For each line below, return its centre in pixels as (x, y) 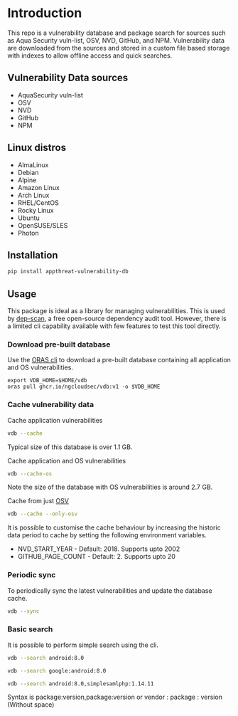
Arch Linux (33, 195)
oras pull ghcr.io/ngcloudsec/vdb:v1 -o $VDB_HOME (84, 387)
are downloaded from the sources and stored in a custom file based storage (119, 48)
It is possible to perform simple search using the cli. (83, 645)
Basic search (30, 629)
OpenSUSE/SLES (43, 225)
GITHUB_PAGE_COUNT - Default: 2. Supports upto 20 (96, 557)
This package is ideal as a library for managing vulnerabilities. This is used (116, 311)
